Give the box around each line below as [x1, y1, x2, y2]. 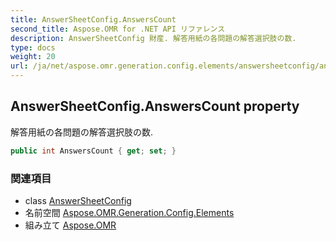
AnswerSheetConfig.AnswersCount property [10, 98, 300, 115]
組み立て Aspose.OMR [24, 219, 117, 231]
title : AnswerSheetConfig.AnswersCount [10, 14, 177, 25]
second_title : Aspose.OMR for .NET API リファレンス [10, 24, 226, 34]
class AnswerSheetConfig [24, 194, 132, 206]
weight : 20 [10, 52, 56, 62]
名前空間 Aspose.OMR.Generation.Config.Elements [24, 206, 235, 218]
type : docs [10, 42, 56, 53]
